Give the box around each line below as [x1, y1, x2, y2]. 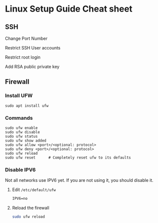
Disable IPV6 [5, 166, 36, 173]
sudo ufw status [5, 134, 38, 139]
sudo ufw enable [5, 125, 38, 130]
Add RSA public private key [5, 64, 60, 69]
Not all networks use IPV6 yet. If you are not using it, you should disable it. [5, 177, 154, 183]
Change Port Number [5, 35, 47, 41]
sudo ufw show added [5, 138, 47, 143]
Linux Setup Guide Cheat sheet [5, 3, 133, 15]
